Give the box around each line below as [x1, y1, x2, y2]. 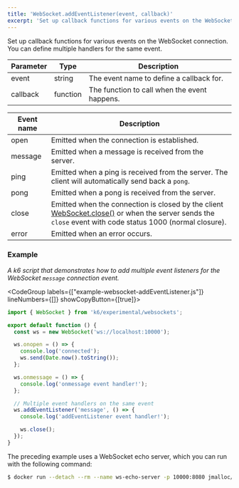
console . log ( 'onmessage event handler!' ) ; [20, 380, 148, 388]
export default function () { [7, 321, 97, 328]
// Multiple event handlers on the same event [14, 400, 154, 407]
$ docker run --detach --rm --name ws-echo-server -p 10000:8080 [7, 473, 205, 481]
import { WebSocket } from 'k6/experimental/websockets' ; [7, 308, 183, 316]
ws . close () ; [20, 426, 55, 433]
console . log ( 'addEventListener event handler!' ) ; [20, 413, 171, 420]
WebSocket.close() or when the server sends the [51, 208, 215, 218]
